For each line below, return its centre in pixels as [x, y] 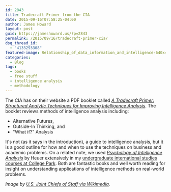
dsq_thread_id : [21, 43]
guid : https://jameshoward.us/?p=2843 [46, 34]
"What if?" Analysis [33, 132]
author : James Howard [28, 24]
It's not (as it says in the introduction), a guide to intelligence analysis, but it [84, 142]
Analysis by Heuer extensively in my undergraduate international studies [81, 158]
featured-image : [22, 52]
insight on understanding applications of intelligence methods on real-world [85, 169]
